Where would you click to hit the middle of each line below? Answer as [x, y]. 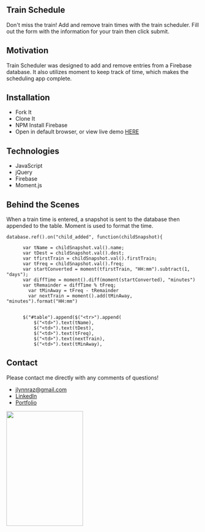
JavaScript [29, 166]
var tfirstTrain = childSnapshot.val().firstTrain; [90, 259]
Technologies [33, 151]
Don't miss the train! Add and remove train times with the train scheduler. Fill [102, 24]
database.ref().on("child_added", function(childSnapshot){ [85, 237]
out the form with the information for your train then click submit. [88, 31]
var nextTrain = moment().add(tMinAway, [80, 296]
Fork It [23, 112]
